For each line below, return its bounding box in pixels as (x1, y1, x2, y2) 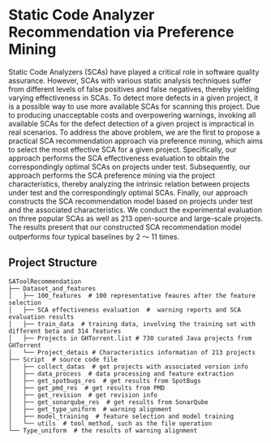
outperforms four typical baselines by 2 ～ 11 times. (8, 231, 180, 241)
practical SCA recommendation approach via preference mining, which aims (8, 135, 264, 145)
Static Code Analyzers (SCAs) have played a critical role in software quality (8, 67, 260, 76)
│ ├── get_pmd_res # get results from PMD (8, 384, 165, 392)
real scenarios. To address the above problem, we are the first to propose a (8, 127, 260, 137)
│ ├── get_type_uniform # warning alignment (8, 405, 173, 413)
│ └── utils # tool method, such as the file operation (8, 419, 213, 428)
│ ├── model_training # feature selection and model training (8, 412, 234, 420)
